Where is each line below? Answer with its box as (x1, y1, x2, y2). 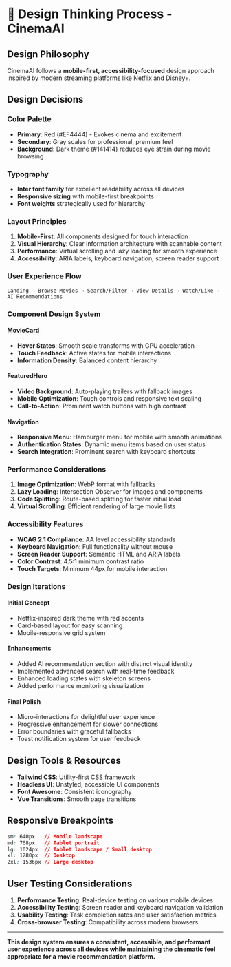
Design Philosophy (7, 48, 89, 60)
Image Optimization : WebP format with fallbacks (16, 480, 156, 488)
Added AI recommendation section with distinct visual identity (16, 660, 193, 668)
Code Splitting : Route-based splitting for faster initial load (16, 495, 181, 503)
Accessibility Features (7, 519, 84, 529)
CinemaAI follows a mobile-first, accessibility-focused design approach (7, 67, 214, 74)
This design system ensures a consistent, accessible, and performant (7, 938, 211, 946)
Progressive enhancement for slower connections (16, 720, 159, 729)
